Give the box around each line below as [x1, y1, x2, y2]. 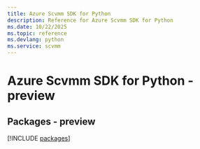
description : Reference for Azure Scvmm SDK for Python [7, 17, 173, 24]
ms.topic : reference [7, 29, 68, 37]
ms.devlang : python [7, 36, 64, 43]
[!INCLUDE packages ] [7, 134, 71, 142]
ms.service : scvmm [7, 43, 61, 50]
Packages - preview [7, 115, 96, 127]
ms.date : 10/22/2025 [7, 23, 68, 30]
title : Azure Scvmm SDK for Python [7, 10, 111, 17]
